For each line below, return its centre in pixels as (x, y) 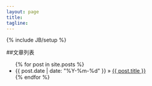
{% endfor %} (32, 77)
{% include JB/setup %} (36, 40)
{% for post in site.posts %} (50, 64)
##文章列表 (20, 52)
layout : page (23, 12)
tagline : (17, 23)
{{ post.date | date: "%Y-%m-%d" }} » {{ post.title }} (81, 71)
